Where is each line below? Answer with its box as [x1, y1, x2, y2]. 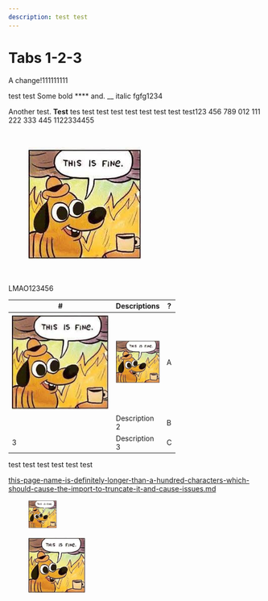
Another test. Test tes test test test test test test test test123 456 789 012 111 [8, 106, 261, 116]
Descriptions [115, 301, 160, 311]
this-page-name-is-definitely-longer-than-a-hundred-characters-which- [8, 475, 249, 485]
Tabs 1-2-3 [8, 48, 83, 67]
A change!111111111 [8, 75, 68, 85]
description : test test [8, 13, 89, 21]
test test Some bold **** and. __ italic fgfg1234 [8, 91, 163, 101]
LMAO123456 [8, 283, 54, 293]
